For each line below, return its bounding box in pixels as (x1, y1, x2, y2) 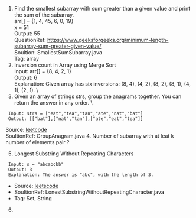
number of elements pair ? (5, 139, 70, 145)
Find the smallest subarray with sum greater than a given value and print (14, 5, 191, 12)
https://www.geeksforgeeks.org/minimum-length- (47, 37, 169, 43)
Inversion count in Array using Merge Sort (14, 61, 116, 69)
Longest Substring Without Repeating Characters (14, 150, 134, 157)
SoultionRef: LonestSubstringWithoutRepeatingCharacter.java (14, 188, 165, 196)
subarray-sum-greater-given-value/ (14, 43, 102, 50)
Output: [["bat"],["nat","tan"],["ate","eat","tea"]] (8, 116, 143, 122)
